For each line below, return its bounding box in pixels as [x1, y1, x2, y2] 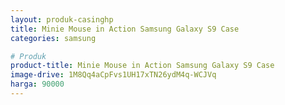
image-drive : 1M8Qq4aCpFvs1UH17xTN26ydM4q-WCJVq [10, 70, 217, 80]
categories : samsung [10, 33, 97, 43]
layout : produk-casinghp [10, 14, 114, 25]
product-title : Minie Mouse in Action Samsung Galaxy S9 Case [10, 61, 275, 71]
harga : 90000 [10, 79, 65, 90]
